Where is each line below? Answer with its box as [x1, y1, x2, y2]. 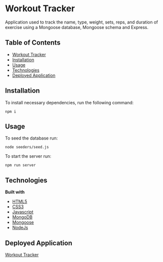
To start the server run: [5, 153, 51, 159]
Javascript [12, 209, 34, 215]
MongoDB [12, 214, 33, 220]
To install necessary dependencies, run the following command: [5, 99, 134, 105]
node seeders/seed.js [5, 145, 49, 150]
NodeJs [12, 225, 28, 231]
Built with [5, 189, 25, 195]
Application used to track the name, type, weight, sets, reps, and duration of [5, 19, 158, 25]
